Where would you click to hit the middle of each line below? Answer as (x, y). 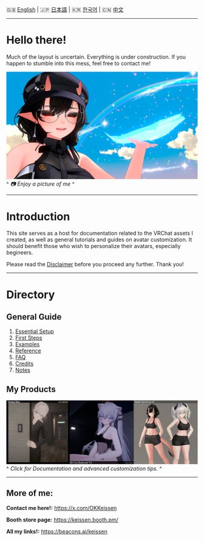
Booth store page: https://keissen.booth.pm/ (62, 519)
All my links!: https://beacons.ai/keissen (57, 531)
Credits (24, 364)
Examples (27, 344)
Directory (31, 294)
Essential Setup (35, 331)
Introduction (38, 216)
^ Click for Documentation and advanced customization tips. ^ (84, 469)
